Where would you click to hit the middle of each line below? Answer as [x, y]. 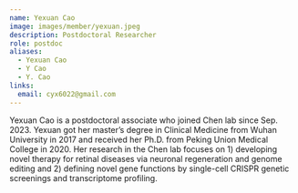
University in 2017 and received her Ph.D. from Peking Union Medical [139, 139]
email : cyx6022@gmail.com [67, 94]
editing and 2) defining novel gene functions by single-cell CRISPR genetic [149, 168]
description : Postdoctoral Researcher [83, 35]
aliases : [26, 52]
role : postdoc [36, 43]
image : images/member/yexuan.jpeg [75, 26]
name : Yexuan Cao [42, 18]
